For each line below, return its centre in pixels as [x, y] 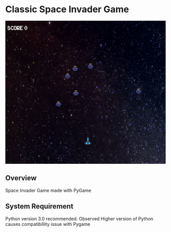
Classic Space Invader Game [67, 9]
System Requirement [39, 206]
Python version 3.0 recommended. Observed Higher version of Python [79, 219]
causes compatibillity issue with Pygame [48, 224]
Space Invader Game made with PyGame [48, 190]
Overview [21, 178]
